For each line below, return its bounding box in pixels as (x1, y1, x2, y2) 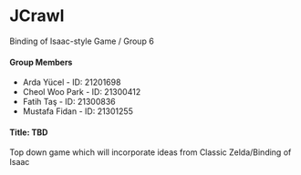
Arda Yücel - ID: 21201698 (22, 77, 121, 87)
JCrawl (9, 5, 65, 26)
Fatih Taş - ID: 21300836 (22, 97, 116, 108)
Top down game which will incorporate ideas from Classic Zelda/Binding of (9, 147, 292, 158)
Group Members (9, 57, 73, 67)
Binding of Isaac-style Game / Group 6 (9, 36, 155, 46)
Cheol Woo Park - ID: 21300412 (22, 87, 141, 98)
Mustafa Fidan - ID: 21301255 (22, 106, 134, 117)
